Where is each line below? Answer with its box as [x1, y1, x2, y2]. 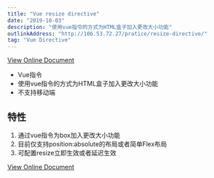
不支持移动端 [17, 88, 55, 97]
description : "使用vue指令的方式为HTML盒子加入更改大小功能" [7, 23, 172, 30]
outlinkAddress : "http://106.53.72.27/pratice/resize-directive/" [7, 30, 208, 37]
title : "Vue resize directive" [7, 10, 100, 18]
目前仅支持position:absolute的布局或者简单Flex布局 [17, 139, 167, 148]
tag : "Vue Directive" [7, 37, 72, 44]
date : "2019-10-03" [7, 17, 65, 24]
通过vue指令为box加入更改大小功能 [17, 131, 120, 139]
